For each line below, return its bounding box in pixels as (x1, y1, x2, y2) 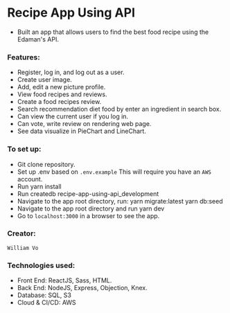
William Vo (7, 244, 39, 251)
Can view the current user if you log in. (17, 112, 129, 120)
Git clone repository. (17, 160, 76, 168)
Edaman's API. (17, 35, 59, 43)
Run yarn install (17, 182, 62, 190)
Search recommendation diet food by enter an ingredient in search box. (17, 105, 222, 114)
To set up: (7, 144, 42, 154)
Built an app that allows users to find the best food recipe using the (17, 28, 209, 36)
